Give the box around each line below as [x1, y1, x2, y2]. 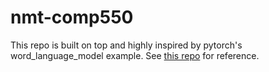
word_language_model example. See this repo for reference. [10, 49, 260, 61]
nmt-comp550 [10, 6, 134, 29]
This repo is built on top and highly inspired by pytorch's [10, 39, 243, 51]
